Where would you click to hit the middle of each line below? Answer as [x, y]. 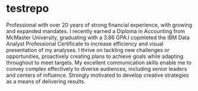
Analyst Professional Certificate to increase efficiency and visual [85, 44]
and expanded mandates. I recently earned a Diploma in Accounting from [96, 31]
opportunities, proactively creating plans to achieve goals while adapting [95, 56]
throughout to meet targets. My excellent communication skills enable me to [99, 62]
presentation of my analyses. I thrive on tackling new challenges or [88, 50]
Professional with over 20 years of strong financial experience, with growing [99, 25]
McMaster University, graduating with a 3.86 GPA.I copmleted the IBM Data [98, 37]
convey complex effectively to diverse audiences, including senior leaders [97, 69]
